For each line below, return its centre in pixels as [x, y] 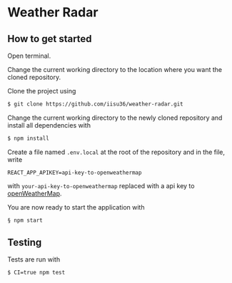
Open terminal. [29, 56]
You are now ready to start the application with [76, 207]
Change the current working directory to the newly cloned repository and [115, 118]
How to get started [50, 39]
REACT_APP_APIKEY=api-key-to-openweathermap [75, 173]
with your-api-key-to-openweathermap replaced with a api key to [101, 185]
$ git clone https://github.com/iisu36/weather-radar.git [95, 104]
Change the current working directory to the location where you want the [115, 70]
